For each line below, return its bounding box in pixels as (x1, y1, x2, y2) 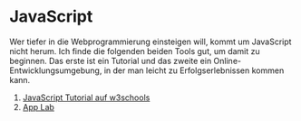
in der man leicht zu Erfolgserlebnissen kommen (103, 65, 285, 76)
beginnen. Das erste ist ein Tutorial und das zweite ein (9, 55, 212, 66)
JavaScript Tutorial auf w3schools (22, 92, 150, 103)
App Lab (22, 101, 54, 112)
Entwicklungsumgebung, (9, 65, 102, 76)
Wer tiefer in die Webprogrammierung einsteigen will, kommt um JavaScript (9, 36, 292, 47)
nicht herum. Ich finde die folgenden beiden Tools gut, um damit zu (9, 45, 260, 56)
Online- (213, 55, 242, 66)
